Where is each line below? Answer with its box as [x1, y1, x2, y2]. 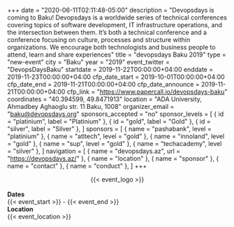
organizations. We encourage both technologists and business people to [7, 43, 216, 51]
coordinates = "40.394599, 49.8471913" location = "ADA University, [7, 95, 203, 103]
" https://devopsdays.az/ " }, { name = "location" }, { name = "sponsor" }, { [7, 154, 219, 163]
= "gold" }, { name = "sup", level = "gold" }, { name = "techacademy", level [7, 140, 222, 147]
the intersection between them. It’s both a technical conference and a [7, 28, 207, 36]
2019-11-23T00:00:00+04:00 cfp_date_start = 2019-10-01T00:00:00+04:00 [7, 73, 225, 81]
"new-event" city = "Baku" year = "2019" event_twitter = [7, 58, 170, 66]
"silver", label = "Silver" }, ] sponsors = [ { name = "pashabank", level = [7, 125, 212, 133]
